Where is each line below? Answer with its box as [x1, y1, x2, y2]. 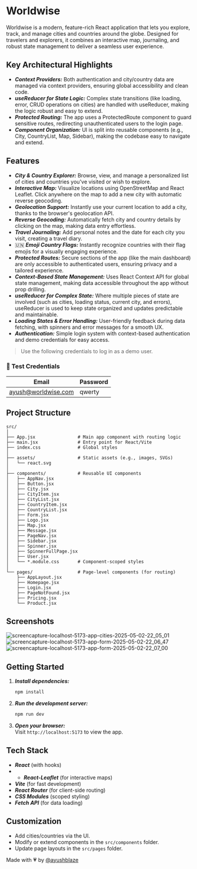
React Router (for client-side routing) [14, 786, 106, 794]
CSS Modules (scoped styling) [14, 792, 90, 800]
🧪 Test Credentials [6, 362, 60, 370]
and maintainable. [14, 310, 59, 318]
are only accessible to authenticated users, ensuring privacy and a [14, 260, 177, 268]
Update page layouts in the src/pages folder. [14, 845, 123, 852]
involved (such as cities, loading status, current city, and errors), [14, 298, 172, 305]
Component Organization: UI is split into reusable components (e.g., [14, 126, 183, 133]
